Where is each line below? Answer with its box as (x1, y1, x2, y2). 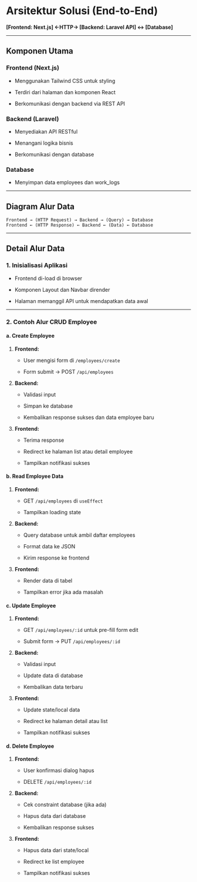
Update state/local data (23, 706, 80, 713)
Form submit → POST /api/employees (23, 368, 114, 375)
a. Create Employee (6, 332, 55, 340)
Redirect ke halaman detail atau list (23, 718, 108, 725)
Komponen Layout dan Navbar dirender (14, 286, 110, 293)
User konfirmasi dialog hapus (23, 767, 95, 774)
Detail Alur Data (6, 244, 65, 254)
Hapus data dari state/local (23, 847, 89, 854)
